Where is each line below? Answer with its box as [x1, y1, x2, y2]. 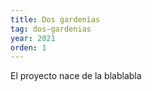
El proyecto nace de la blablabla [10, 70, 142, 82]
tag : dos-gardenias [10, 24, 92, 34]
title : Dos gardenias [10, 14, 101, 25]
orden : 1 [10, 42, 47, 53]
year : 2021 [10, 33, 56, 43]
